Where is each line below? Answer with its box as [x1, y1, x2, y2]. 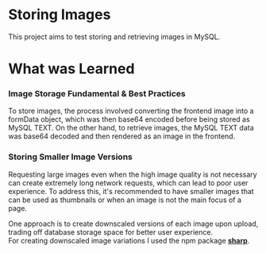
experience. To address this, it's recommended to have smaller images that [8, 186, 254, 196]
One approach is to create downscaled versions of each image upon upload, [8, 219, 259, 228]
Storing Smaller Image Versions [8, 151, 133, 162]
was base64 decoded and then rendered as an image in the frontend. [8, 131, 236, 141]
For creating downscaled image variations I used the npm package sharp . [8, 235, 250, 245]
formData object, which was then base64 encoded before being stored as [8, 115, 250, 124]
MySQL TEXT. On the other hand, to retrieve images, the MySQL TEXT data [8, 123, 254, 133]
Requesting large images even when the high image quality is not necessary [8, 169, 257, 179]
